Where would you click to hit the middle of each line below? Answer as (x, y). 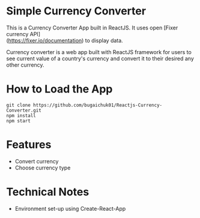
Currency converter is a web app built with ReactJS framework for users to (99, 52)
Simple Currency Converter (76, 11)
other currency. (25, 65)
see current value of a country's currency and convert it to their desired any (100, 58)
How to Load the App (59, 89)
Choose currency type (43, 168)
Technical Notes (48, 192)
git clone (19, 105)
